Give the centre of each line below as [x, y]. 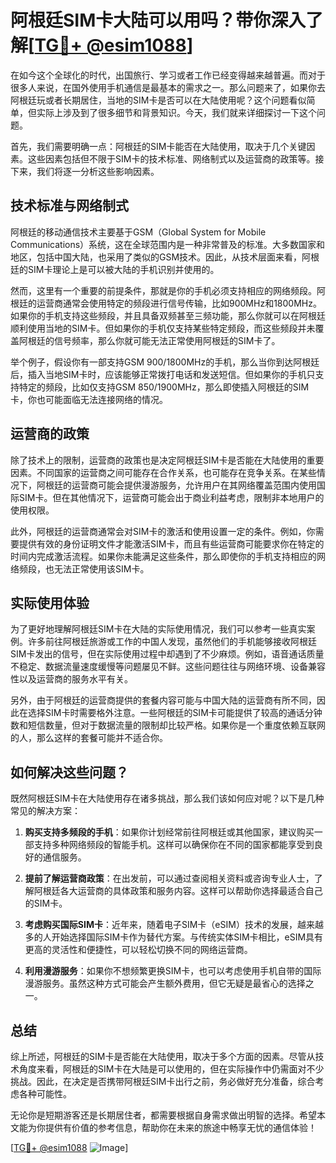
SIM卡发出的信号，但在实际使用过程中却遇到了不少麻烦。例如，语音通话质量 [167, 654]
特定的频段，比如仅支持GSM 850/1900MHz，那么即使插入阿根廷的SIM [164, 387]
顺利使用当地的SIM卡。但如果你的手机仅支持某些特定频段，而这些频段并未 [163, 328]
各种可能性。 [45, 1094]
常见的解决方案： [45, 811]
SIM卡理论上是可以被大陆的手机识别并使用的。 [123, 269]
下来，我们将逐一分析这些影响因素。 [85, 171]
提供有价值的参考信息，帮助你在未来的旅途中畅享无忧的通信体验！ [180, 1127]
